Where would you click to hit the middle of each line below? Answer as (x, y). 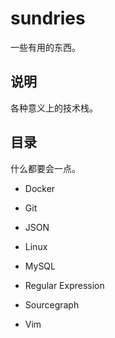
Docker (40, 188)
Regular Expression (64, 285)
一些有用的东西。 (45, 47)
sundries (48, 18)
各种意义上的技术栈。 (54, 108)
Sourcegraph (52, 304)
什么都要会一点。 (45, 168)
